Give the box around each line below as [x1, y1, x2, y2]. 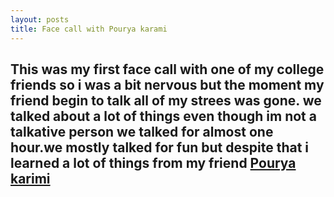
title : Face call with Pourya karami [10, 24, 168, 34]
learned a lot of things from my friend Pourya [10, 154, 297, 171]
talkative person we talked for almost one [10, 123, 274, 140]
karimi [10, 170, 51, 187]
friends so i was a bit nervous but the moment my [10, 76, 325, 93]
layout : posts [10, 14, 70, 25]
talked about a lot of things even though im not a [10, 107, 317, 125]
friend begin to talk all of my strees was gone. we [10, 92, 322, 109]
